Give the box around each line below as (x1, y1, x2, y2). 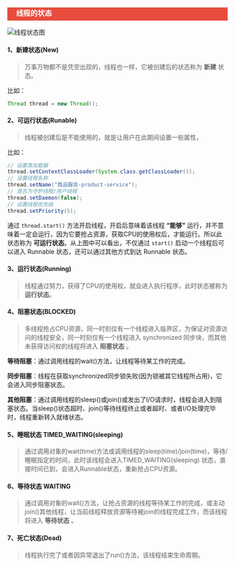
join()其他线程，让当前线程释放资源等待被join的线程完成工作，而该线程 (24, 508, 227, 516)
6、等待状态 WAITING (7, 482, 71, 490)
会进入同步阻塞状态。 (7, 380, 69, 389)
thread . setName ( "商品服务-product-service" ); (7, 181, 138, 188)
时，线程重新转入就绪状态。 (7, 413, 87, 421)
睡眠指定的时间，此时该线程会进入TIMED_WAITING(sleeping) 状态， (24, 456, 220, 464)
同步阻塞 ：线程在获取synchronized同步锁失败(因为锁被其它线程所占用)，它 (7, 371, 222, 380)
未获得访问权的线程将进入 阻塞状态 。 (24, 342, 133, 350)
